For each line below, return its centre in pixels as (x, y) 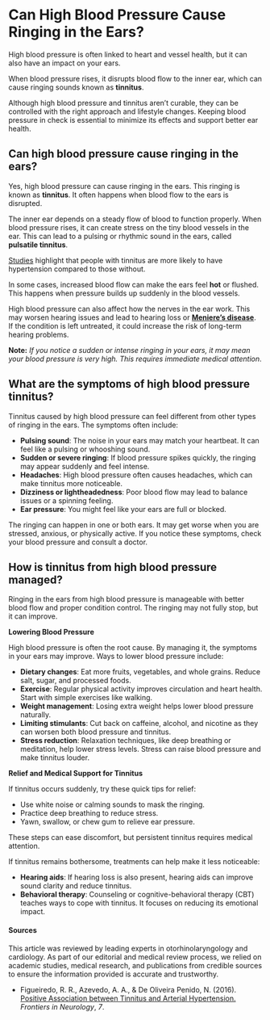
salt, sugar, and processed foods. (75, 681)
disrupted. (25, 203)
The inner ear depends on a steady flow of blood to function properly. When (135, 219)
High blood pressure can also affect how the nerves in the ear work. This (129, 309)
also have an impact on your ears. (64, 63)
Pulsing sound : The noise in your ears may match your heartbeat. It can (139, 440)
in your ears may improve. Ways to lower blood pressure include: (116, 657)
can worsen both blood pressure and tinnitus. (96, 732)
